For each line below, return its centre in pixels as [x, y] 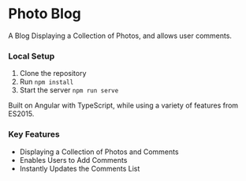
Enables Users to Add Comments [73, 160]
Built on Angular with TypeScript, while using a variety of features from [123, 106]
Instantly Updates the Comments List [80, 168]
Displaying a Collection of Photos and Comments [99, 152]
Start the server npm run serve [69, 90]
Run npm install [47, 82]
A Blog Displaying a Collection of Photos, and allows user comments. [120, 36]
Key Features [34, 134]
